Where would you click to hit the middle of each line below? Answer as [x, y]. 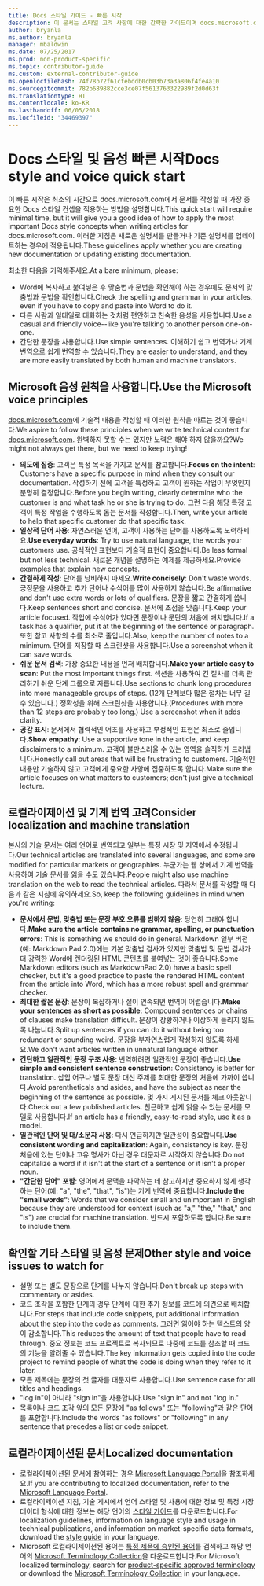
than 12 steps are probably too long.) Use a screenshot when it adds [130, 712]
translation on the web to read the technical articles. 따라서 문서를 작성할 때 [128, 885]
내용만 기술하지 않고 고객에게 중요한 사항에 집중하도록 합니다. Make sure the [136, 768]
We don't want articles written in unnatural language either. [124, 1050]
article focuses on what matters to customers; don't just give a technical [136, 777]
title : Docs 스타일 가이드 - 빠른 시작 [65, 15]
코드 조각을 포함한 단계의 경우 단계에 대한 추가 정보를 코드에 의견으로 [124, 1304]
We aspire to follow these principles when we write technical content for [133, 429]
